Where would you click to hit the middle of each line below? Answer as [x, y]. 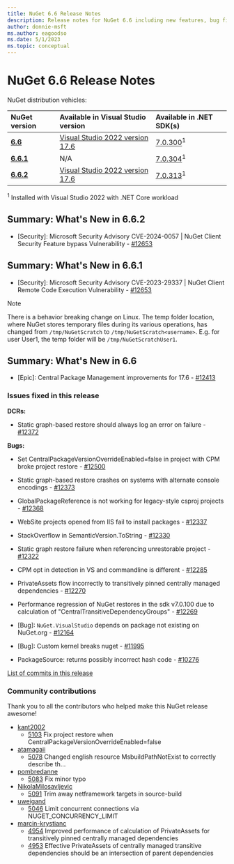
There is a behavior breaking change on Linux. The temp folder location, [111, 317]
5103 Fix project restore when [70, 734]
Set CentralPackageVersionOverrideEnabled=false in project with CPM [119, 459]
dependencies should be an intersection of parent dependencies [120, 853]
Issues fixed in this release [53, 396]
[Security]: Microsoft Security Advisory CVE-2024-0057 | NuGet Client [119, 236]
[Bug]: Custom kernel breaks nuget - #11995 [81, 646]
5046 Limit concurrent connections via [83, 808]
